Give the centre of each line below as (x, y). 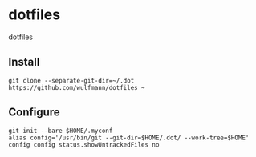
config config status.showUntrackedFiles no (84, 145)
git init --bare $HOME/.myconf (61, 131)
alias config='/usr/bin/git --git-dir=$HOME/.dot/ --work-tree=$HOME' (129, 138)
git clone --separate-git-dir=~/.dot (71, 81)
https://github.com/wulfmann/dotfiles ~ (77, 87)
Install (24, 62)
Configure (34, 113)
